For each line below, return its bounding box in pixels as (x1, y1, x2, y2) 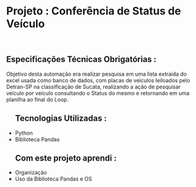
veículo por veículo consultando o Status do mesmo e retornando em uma (6, 89, 190, 97)
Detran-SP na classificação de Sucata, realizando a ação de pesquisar (6, 83, 181, 90)
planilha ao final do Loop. (6, 96, 69, 103)
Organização (14, 169, 47, 176)
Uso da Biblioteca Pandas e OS (14, 176, 92, 183)
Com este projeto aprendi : (14, 153, 117, 163)
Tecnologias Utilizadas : (14, 113, 107, 124)
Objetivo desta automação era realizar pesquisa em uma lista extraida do (6, 70, 187, 78)
